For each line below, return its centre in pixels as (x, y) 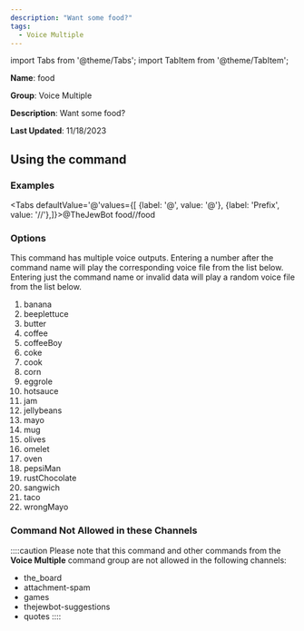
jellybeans (43, 410)
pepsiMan (42, 468)
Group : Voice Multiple (51, 95)
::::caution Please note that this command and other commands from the (146, 550)
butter (35, 324)
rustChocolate (50, 478)
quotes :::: (42, 616)
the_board (43, 577)
